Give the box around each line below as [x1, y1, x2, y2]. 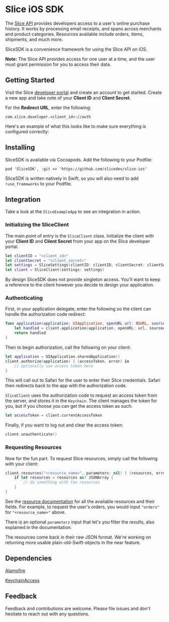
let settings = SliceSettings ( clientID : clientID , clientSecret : [5, 263, 145, 268]
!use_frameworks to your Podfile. [5, 180, 72, 186]
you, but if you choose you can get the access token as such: [5, 403, 132, 409]
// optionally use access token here [14, 363, 94, 368]
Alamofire [5, 567, 26, 573]
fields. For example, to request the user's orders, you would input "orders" [5, 504, 160, 510]
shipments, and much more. [5, 36, 63, 42]
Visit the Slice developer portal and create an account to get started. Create [5, 89, 162, 95]
